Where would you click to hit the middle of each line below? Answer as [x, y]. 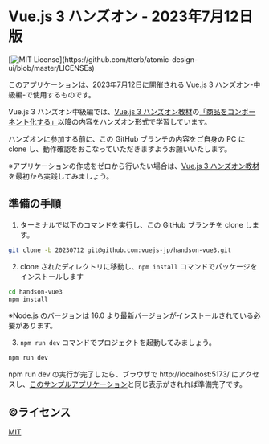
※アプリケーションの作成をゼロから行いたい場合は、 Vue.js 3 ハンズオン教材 [134, 166]
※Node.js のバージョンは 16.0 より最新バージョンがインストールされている [131, 315]
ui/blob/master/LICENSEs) [51, 68]
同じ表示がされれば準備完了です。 [190, 384]
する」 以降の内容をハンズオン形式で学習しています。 [123, 121]
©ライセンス [39, 412]
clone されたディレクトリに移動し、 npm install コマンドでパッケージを [139, 266]
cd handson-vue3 [35, 292]
